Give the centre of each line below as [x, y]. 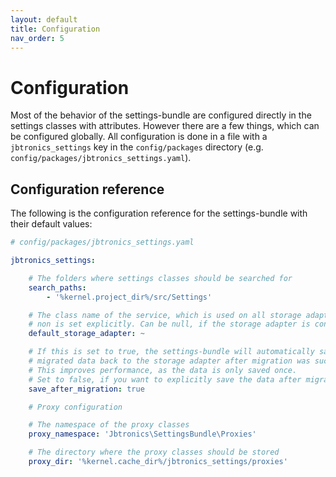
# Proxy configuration [75, 407]
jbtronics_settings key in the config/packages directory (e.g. [137, 147]
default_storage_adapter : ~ [86, 334]
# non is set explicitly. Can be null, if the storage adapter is [169, 324]
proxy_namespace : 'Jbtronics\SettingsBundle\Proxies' [142, 434]
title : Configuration [55, 29]
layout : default [44, 19]
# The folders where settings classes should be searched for [160, 278]
